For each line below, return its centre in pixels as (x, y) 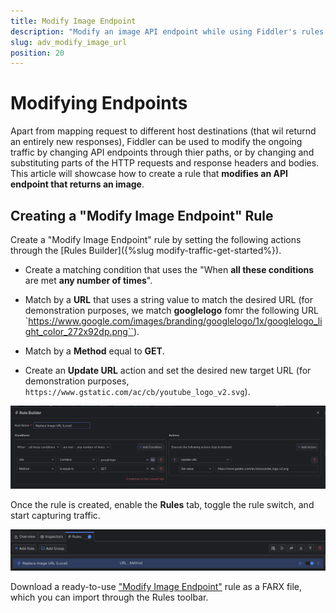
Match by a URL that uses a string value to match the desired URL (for (168, 299)
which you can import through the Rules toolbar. (109, 597)
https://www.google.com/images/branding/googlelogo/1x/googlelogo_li (175, 321)
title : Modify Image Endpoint (73, 21)
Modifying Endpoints (99, 103)
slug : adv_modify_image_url (69, 42)
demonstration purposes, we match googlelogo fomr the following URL (171, 310)
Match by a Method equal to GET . (94, 351)
